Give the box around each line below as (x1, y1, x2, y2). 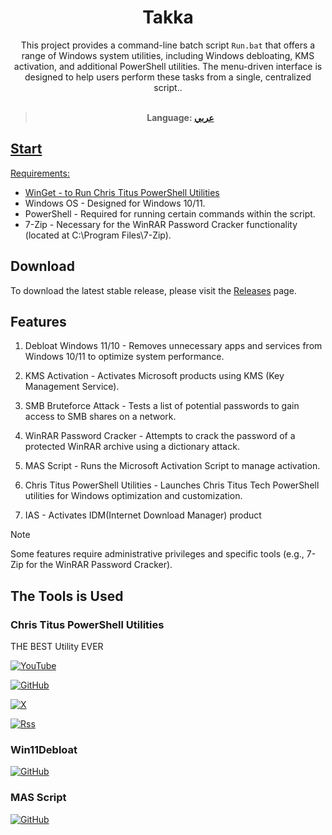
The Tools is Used (10, 587, 124, 605)
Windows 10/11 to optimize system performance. (24, 351, 225, 363)
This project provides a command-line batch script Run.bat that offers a (20, 39, 316, 51)
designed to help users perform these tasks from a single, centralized (24, 71, 312, 83)
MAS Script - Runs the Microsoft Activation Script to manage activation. (24, 460, 321, 472)
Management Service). (24, 381, 120, 393)
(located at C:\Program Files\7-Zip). (24, 229, 172, 241)
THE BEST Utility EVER (10, 641, 104, 653)
